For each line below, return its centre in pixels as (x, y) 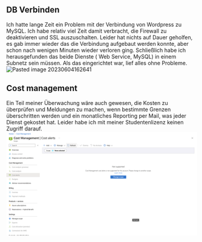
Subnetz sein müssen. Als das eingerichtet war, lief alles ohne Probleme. (97, 63)
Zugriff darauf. (24, 129)
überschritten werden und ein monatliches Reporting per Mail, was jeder (96, 116)
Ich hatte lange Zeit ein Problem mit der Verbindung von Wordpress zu (94, 24)
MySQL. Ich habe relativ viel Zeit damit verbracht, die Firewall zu (86, 31)
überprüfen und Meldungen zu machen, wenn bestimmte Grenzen (89, 109)
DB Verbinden (33, 10)
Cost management (42, 88)
